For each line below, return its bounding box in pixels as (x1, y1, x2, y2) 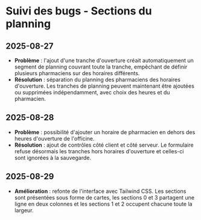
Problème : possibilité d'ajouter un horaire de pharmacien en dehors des (14, 128, 196, 136)
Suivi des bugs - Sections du (5, 4, 152, 18)
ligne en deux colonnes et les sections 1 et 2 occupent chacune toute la (14, 200, 193, 207)
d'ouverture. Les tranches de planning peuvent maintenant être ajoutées (14, 82, 194, 90)
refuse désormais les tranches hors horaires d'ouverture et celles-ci (14, 147, 184, 154)
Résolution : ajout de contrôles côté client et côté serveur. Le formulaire (14, 141, 194, 148)
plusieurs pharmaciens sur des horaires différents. (14, 70, 140, 76)
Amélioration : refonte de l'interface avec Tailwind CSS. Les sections (14, 188, 187, 195)
